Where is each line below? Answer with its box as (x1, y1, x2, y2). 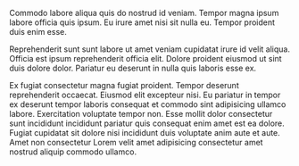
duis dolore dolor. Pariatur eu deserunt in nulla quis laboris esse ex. (9, 62, 257, 73)
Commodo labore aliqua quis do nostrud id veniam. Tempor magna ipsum (9, 8, 279, 18)
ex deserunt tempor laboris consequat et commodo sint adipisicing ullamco (9, 99, 287, 110)
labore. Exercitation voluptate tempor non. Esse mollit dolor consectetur (9, 109, 273, 119)
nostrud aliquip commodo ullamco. (9, 146, 137, 157)
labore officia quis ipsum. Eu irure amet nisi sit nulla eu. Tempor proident (9, 17, 275, 28)
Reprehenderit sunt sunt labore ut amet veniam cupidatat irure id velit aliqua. (9, 44, 290, 54)
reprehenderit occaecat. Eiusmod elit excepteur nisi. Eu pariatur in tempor (9, 89, 281, 100)
